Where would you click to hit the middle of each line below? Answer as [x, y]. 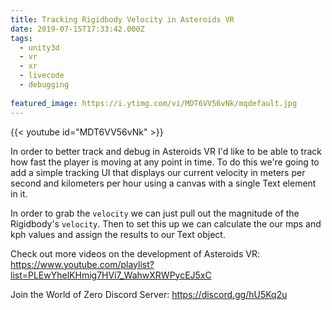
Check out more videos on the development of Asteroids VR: [135, 253]
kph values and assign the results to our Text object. [118, 234]
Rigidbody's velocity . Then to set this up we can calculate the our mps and [166, 223]
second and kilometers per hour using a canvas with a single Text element [163, 183]
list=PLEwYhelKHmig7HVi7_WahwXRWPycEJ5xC [111, 275]
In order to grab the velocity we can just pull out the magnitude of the [155, 213]
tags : [21, 38]
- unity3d [39, 47]
